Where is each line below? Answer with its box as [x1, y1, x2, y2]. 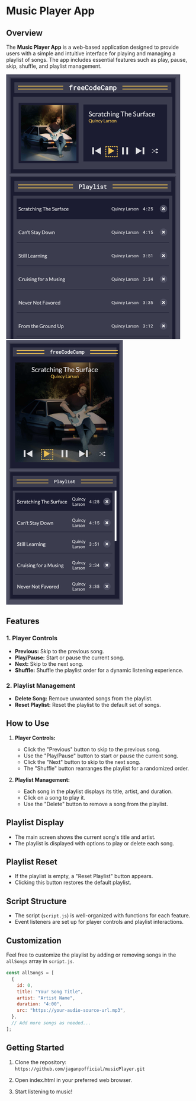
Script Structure [6, 896, 67, 906]
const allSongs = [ [6, 970, 54, 976]
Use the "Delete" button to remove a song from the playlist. [23, 800, 168, 807]
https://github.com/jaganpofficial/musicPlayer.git [14, 1066, 145, 1072]
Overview [6, 28, 43, 38]
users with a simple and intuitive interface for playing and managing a [6, 50, 176, 57]
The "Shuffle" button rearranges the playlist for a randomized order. [23, 765, 189, 772]
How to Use [6, 718, 50, 729]
